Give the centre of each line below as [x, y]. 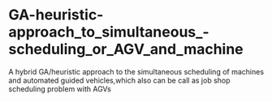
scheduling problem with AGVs [60, 89]
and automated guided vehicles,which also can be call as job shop [119, 80]
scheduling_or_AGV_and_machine [126, 49]
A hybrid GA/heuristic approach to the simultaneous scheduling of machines [136, 71]
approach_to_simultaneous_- [109, 32]
